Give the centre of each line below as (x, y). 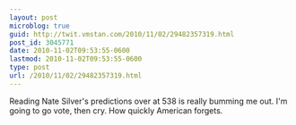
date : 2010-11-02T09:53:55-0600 (70, 51)
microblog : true (39, 26)
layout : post (34, 17)
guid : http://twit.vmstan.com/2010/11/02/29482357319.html (122, 34)
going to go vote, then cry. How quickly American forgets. (116, 110)
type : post (30, 68)
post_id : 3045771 (42, 42)
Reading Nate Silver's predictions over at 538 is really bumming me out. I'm (148, 101)
